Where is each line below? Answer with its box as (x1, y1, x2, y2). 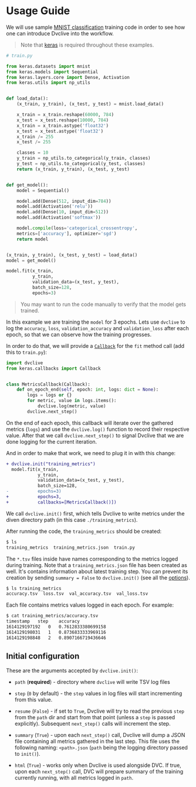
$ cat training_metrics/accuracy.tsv (6, 613, 99, 619)
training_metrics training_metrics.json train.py (6, 544, 135, 551)
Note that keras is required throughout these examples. (20, 41, 154, 48)
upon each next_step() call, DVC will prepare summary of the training (14, 768, 184, 775)
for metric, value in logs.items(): (27, 398, 117, 404)
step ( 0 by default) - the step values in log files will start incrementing (14, 690, 183, 697)
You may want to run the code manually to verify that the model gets (20, 301, 187, 308)
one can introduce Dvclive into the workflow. (6, 29, 114, 37)
